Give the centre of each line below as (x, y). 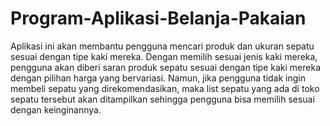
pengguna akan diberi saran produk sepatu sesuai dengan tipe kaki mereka (166, 67)
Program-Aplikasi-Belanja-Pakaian (158, 18)
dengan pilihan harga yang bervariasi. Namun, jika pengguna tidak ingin (158, 78)
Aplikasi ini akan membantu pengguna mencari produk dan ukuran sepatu (162, 46)
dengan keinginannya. (56, 109)
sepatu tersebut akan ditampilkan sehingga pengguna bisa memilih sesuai (162, 99)
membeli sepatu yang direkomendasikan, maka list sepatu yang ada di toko (165, 88)
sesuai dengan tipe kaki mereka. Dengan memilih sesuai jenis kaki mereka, (164, 56)
